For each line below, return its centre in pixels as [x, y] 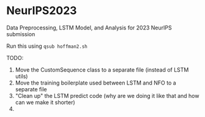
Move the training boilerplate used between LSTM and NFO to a [95, 83]
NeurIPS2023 [42, 11]
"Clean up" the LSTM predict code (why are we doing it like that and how [107, 96]
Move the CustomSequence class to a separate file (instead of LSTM [102, 70]
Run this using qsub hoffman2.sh [47, 46]
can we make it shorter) [45, 102]
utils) [21, 76]
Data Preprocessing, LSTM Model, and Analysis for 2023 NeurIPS [89, 28]
